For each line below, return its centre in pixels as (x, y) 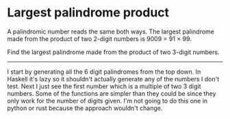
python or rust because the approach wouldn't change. (85, 108)
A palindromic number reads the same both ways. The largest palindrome (111, 31)
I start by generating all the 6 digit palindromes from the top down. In (104, 71)
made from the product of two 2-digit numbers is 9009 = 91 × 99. (99, 38)
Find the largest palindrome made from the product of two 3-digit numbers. (113, 52)
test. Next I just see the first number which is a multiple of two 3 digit (104, 86)
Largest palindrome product (88, 13)
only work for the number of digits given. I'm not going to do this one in (107, 101)
